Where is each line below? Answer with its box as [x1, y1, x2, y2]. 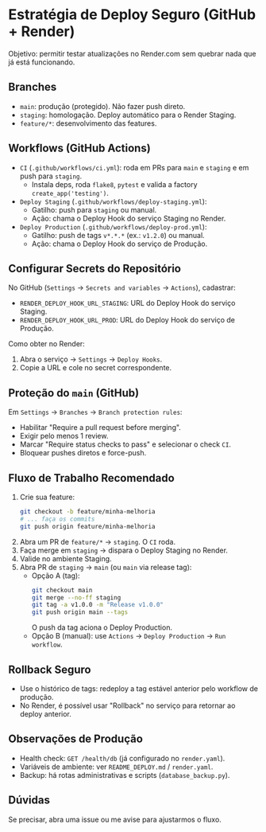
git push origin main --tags [31, 608, 129, 616]
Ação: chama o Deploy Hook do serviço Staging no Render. [31, 213, 226, 223]
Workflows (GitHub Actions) [8, 142, 151, 155]
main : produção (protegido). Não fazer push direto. [19, 101, 186, 111]
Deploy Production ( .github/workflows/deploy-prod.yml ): [19, 221, 207, 232]
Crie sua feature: [19, 492, 75, 502]
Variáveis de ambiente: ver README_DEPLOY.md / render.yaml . [19, 762, 214, 771]
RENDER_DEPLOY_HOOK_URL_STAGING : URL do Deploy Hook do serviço [19, 299, 236, 308]
